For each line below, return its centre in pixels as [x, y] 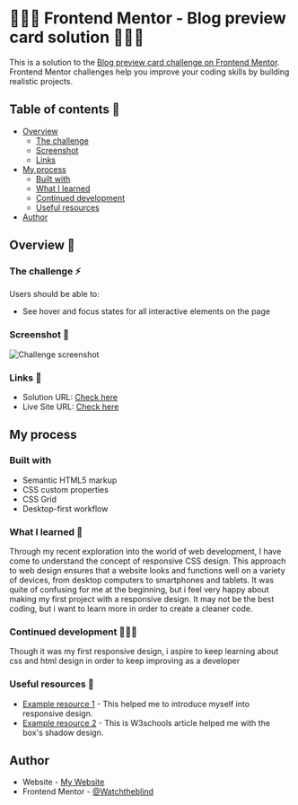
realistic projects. [41, 81]
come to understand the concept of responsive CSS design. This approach [148, 561]
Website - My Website [63, 782]
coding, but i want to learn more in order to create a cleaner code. [131, 608]
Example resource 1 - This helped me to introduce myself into [136, 704]
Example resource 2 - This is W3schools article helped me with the [146, 722]
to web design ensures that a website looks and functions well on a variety [147, 571]
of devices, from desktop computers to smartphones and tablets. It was [142, 580]
